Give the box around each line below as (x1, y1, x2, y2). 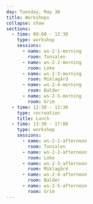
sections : (6, 25, 31, 32)
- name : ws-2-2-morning (22, 59, 82, 65)
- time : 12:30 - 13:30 (11, 104, 68, 110)
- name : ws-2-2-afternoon (22, 149, 87, 155)
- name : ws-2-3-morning (22, 71, 82, 77)
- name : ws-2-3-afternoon (22, 161, 87, 167)
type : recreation (17, 110, 61, 116)
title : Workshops (6, 14, 50, 21)
